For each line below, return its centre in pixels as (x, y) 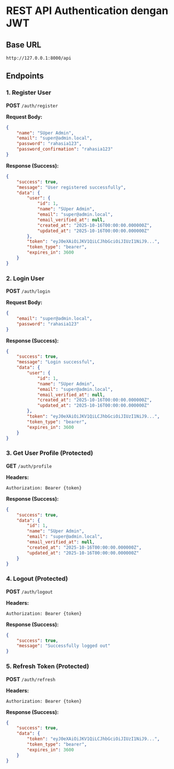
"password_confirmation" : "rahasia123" (65, 149)
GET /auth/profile (29, 466)
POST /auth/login (28, 291)
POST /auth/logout (30, 591)
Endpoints (25, 76)
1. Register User (29, 93)
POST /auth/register (32, 105)
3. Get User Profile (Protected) (49, 453)
